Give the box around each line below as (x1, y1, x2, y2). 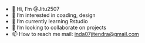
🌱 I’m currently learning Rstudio (11, 18, 88, 24)
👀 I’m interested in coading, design (11, 12, 96, 19)
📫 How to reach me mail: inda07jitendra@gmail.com (11, 31, 139, 37)
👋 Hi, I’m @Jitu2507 (11, 6, 60, 12)
